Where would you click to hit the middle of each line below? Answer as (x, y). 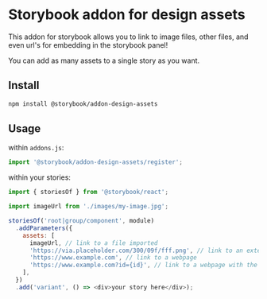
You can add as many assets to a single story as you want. (104, 60)
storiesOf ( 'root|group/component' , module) (81, 221)
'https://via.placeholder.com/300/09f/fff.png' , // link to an (136, 250)
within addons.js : (36, 148)
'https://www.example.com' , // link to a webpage (113, 258)
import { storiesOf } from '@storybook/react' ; (89, 192)
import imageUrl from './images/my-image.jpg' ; (89, 207)
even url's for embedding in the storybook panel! (88, 45)
